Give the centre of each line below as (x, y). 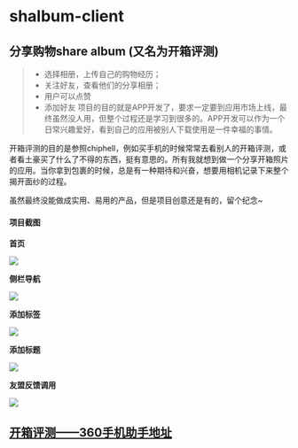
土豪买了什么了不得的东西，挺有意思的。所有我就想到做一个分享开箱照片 (157, 159)
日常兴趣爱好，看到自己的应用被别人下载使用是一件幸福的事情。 (161, 129)
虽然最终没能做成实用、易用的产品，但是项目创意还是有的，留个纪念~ (136, 200)
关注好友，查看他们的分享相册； (102, 85)
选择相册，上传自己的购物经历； (102, 74)
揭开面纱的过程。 (40, 182)
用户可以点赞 (67, 96)
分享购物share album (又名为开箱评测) (114, 51)
